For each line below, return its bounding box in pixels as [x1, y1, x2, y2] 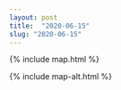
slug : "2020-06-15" [9, 29, 82, 38]
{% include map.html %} [9, 54, 100, 65]
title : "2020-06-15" [9, 21, 91, 30]
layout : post [9, 12, 58, 22]
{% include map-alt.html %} [9, 71, 113, 82]
